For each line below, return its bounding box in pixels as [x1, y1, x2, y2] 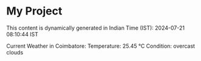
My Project [6, 4, 63, 18]
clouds [6, 48, 24, 56]
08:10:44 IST [6, 30, 38, 37]
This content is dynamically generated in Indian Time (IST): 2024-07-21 [6, 24, 185, 31]
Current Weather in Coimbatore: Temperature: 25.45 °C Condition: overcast [6, 42, 196, 50]
